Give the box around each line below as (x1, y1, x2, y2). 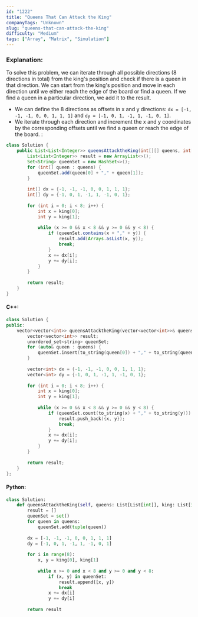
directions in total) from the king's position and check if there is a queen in (6, 75, 187, 83)
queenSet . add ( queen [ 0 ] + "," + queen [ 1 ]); (37, 170, 144, 176)
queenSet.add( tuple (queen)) (37, 524, 107, 530)
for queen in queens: (27, 519, 81, 525)
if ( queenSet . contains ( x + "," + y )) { (48, 230, 146, 237)
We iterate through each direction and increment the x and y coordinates (14, 118, 192, 125)
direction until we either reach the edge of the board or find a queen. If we (6, 88, 186, 95)
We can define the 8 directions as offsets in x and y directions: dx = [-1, (14, 106, 192, 113)
